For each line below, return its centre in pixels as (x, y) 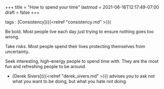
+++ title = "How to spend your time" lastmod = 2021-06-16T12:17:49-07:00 (82, 7)
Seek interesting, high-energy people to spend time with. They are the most (82, 61)
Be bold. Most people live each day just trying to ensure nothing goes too (80, 31)
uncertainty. (17, 52)
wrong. (12, 37)
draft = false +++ (22, 12)
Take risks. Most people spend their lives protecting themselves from (75, 46)
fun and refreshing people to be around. (46, 67)
